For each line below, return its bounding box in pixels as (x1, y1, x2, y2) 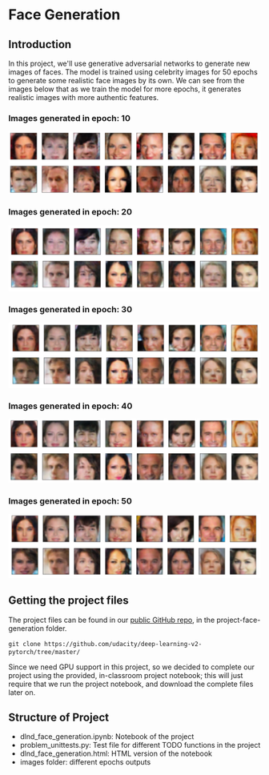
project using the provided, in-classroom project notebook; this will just (8, 670, 243, 680)
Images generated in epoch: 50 (8, 495, 132, 506)
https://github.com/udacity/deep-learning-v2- (43, 640, 203, 648)
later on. (8, 687, 36, 697)
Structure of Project (8, 710, 110, 724)
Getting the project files (8, 594, 130, 608)
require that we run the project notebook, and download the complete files (8, 679, 254, 689)
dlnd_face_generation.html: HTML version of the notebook (19, 749, 212, 758)
